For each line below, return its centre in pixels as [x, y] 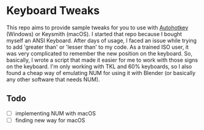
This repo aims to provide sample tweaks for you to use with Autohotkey [97, 27]
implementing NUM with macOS [56, 113]
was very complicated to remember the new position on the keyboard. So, [99, 53]
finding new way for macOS [50, 120]
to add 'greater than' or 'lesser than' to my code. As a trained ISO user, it [98, 47]
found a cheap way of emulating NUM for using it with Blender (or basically [101, 73]
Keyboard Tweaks [53, 11]
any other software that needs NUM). [53, 79]
